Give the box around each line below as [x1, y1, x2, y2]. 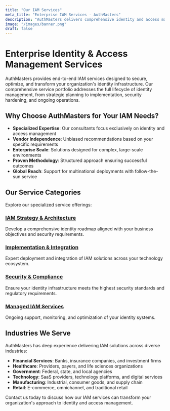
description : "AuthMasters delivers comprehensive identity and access [5, 17, 159, 22]
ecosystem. [5, 261, 30, 267]
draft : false [5, 26, 33, 31]
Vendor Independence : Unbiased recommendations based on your [12, 136, 153, 142]
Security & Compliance [5, 273, 63, 280]
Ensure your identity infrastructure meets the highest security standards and [5, 284, 164, 291]
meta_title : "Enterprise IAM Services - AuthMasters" [5, 12, 121, 17]
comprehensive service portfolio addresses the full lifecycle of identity [5, 87, 152, 93]
